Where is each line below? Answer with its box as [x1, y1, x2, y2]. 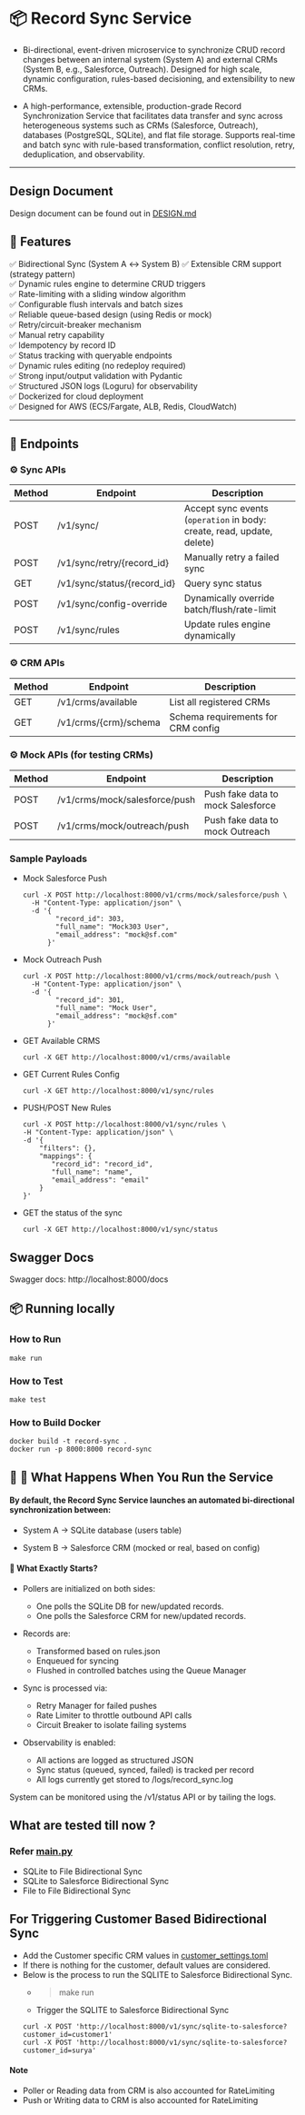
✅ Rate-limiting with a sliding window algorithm [9, 288, 186, 299]
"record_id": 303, [55, 915, 125, 924]
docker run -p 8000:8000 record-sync [9, 1445, 152, 1455]
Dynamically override [183, 592, 275, 605]
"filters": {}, [39, 1144, 97, 1153]
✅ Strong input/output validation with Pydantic [9, 370, 183, 381]
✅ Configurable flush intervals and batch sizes [9, 298, 183, 310]
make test [9, 1395, 47, 1405]
